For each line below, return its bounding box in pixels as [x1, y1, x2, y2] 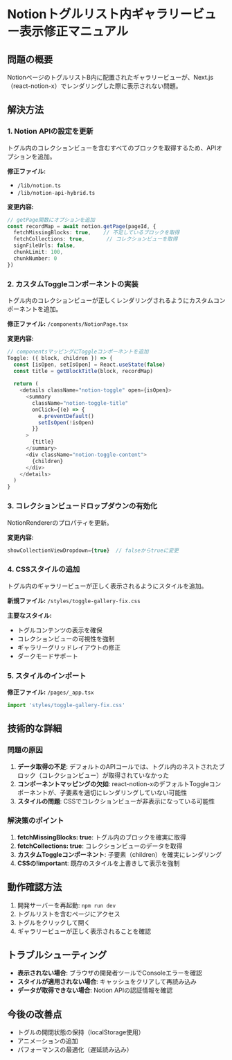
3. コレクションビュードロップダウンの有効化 [7, 501, 158, 511]
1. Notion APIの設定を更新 [7, 126, 93, 136]
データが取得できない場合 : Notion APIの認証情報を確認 [17, 986, 173, 995]
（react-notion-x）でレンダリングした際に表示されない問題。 [7, 82, 182, 90]
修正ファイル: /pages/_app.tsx [7, 688, 95, 696]
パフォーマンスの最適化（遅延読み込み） [17, 1045, 133, 1054]
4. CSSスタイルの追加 [7, 564, 80, 574]
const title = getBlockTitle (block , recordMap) [13, 367, 154, 374]
